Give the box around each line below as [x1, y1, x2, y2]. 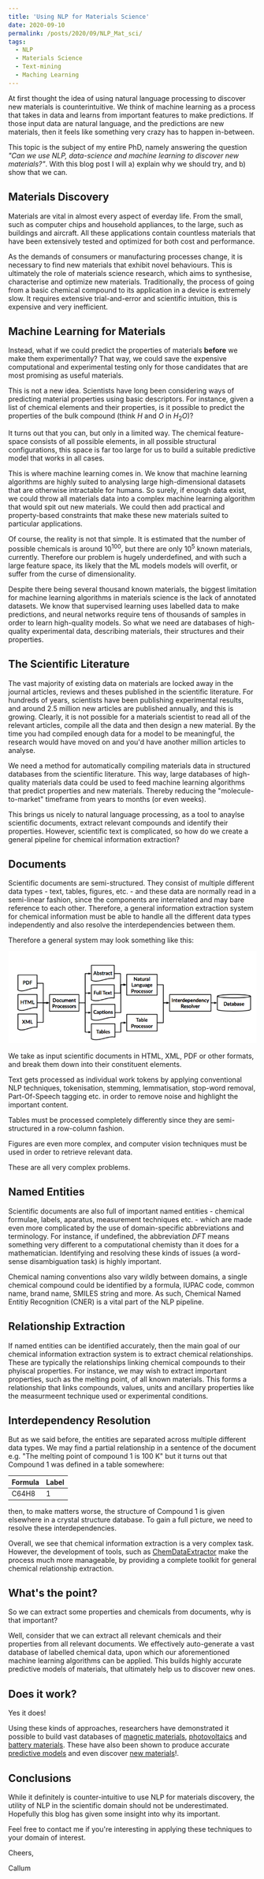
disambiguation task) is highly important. [29, 1256, 162, 1266]
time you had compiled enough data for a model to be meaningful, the [8, 729, 235, 738]
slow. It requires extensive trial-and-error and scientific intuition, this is [8, 293, 238, 303]
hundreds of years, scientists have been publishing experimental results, [8, 695, 244, 705]
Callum [8, 1863, 32, 1873]
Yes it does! [8, 1708, 46, 1718]
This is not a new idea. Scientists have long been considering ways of [8, 386, 235, 396]
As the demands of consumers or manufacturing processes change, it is [8, 252, 243, 261]
